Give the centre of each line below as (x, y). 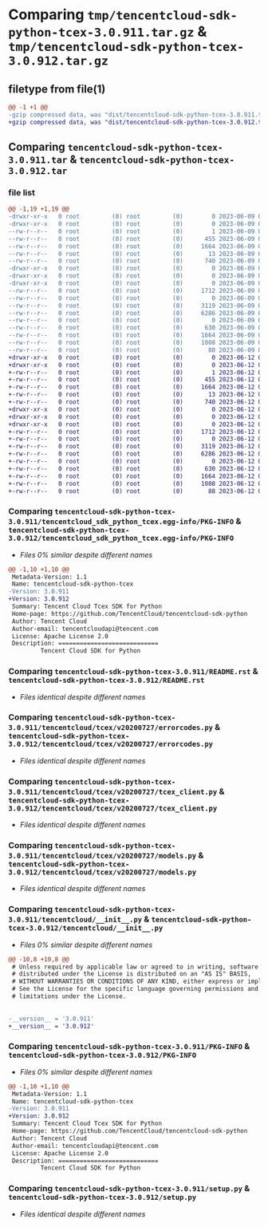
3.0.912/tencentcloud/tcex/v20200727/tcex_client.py (113, 808)
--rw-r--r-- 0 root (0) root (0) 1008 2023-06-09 (132, 343)
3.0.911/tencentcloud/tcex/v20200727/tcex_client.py (113, 792)
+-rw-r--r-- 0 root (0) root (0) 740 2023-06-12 (132, 402)
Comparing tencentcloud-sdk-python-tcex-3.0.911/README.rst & (133, 672)
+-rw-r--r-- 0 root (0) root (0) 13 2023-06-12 (132, 395)
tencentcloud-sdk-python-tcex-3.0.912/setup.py (102, 1197)
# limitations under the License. (69, 996)
